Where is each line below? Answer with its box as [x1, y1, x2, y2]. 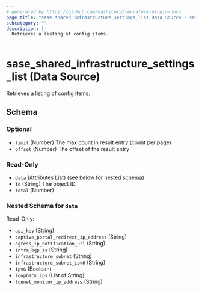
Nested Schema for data [6, 201, 78, 210]
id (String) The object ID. [14, 180, 77, 188]
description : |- [6, 25, 47, 32]
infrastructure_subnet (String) [14, 253, 92, 260]
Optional [6, 125, 32, 133]
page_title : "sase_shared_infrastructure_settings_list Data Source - [6, 14, 187, 20]
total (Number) [14, 187, 54, 194]
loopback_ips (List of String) [14, 272, 85, 279]
